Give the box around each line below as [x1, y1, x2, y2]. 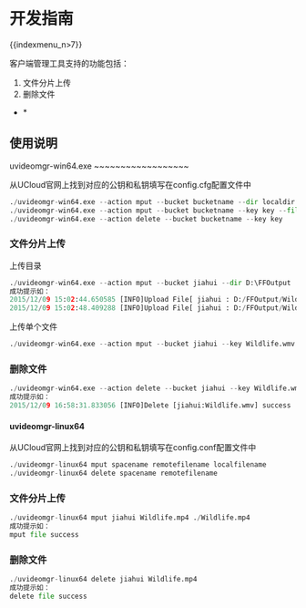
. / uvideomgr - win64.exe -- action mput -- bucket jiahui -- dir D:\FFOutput [9, 278, 291, 287]
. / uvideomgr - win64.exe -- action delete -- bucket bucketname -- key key [9, 214, 283, 223]
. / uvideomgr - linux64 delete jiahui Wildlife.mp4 [9, 575, 198, 584]
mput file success [9, 530, 79, 539]
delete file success [9, 592, 88, 601]
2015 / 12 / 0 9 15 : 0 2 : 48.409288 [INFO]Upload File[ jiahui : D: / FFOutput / [9, 304, 283, 313]
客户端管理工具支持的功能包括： [9, 57, 129, 68]
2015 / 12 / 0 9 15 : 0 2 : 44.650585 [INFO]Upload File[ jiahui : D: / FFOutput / [9, 295, 283, 304]
